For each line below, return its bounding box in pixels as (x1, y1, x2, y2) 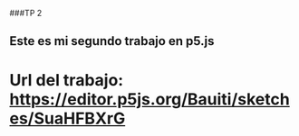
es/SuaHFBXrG (9, 108, 126, 129)
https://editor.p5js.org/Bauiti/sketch (9, 89, 290, 109)
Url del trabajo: (9, 69, 124, 90)
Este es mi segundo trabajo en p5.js (9, 33, 215, 49)
